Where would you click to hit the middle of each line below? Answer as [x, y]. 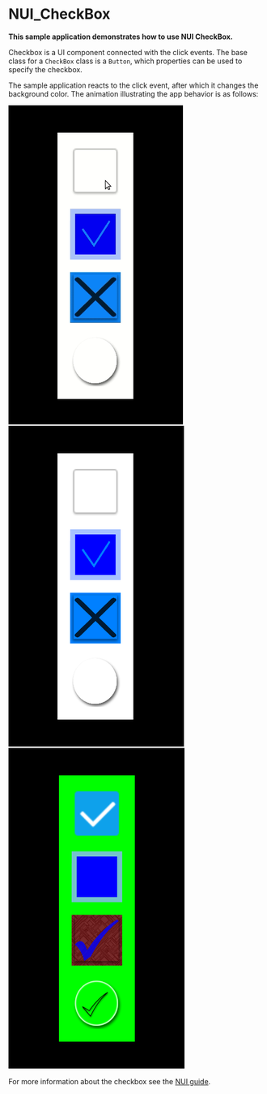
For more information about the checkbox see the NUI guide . [110, 1081]
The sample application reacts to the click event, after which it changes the [133, 85]
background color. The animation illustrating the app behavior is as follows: [133, 93]
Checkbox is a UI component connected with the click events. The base [128, 52]
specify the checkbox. [45, 69]
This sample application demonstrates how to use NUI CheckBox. [121, 37]
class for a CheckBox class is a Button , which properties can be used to [125, 61]
